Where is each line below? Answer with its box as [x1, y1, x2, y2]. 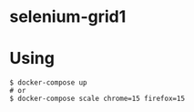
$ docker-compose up [9, 78, 88, 87]
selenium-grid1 [9, 6, 127, 27]
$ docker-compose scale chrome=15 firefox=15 [9, 94, 185, 104]
